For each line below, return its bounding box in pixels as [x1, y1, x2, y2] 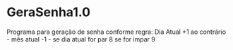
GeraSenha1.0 [6, 4, 91, 20]
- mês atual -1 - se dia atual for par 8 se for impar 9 [6, 35, 156, 43]
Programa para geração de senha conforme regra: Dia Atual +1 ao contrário [6, 27, 227, 36]
